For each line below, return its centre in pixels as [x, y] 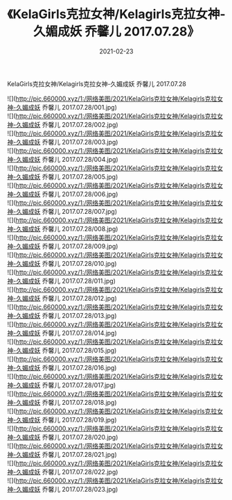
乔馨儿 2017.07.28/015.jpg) [79, 350]
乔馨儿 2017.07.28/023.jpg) [80, 489]
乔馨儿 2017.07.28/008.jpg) [80, 228]
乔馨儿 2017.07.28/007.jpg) [80, 211]
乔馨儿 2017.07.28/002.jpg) [80, 124]
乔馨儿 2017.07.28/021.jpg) [80, 454]
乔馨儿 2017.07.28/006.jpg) [80, 194]
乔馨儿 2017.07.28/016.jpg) [79, 367]
